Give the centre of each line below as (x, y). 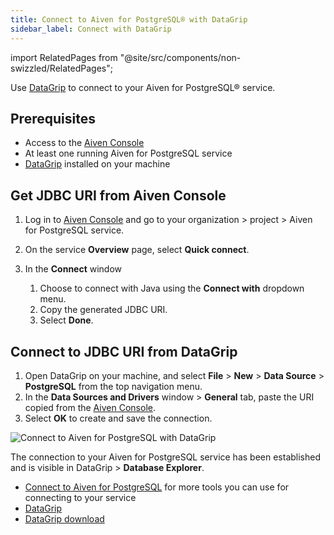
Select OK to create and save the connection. (118, 418)
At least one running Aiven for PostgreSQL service (128, 153)
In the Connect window (73, 269)
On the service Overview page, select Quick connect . (137, 250)
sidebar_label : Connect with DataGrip (91, 29)
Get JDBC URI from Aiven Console (118, 195)
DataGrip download (64, 518)
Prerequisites (53, 118)
